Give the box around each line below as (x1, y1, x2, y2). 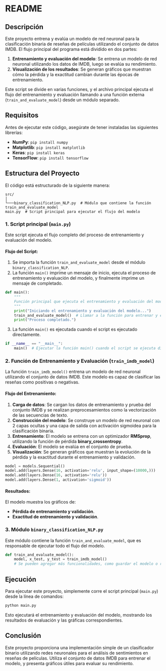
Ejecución (5, 575, 37, 584)
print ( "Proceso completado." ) (14, 317, 77, 323)
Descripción (5, 23, 43, 31)
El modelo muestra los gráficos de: (5, 499, 76, 505)
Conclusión (5, 631, 41, 640)
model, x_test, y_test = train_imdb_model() (14, 557, 107, 562)
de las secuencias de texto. (12, 412, 68, 418)
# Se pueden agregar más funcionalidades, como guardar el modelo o (14, 561, 158, 566)
